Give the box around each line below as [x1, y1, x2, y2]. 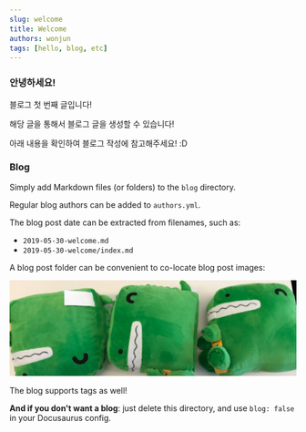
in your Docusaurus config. [9, 412, 112, 423]
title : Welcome [9, 24, 67, 34]
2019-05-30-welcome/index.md [22, 246, 134, 255]
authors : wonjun [9, 34, 71, 43]
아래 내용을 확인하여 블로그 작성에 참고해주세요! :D [9, 138, 189, 149]
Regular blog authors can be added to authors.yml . [9, 199, 201, 210]
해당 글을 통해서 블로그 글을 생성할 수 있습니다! [9, 118, 175, 129]
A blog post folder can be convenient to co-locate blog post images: [9, 262, 266, 273]
